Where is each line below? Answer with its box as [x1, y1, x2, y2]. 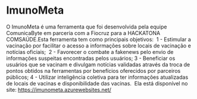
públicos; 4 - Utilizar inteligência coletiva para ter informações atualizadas [6, 74, 189, 81]
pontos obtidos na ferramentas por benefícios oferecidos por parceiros [6, 67, 181, 74]
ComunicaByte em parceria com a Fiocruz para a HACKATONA [6, 29, 161, 36]
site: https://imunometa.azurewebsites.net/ [6, 86, 112, 93]
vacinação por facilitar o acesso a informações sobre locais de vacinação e [6, 42, 192, 49]
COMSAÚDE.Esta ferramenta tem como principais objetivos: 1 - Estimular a [6, 36, 192, 43]
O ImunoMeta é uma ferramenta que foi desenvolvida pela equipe [6, 23, 167, 30]
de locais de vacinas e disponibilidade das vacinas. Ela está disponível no [6, 79, 188, 87]
